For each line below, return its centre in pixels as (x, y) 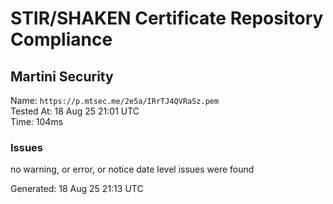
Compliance (61, 39)
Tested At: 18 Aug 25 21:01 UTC (75, 111)
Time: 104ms (37, 121)
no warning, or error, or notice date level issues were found (132, 169)
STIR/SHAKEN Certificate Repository (167, 18)
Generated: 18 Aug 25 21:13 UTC (77, 189)
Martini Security (62, 76)
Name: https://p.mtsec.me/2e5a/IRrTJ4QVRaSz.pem (115, 100)
